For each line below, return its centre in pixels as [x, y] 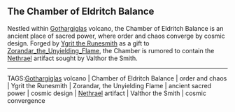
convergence [26, 100]
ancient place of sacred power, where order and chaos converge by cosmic [116, 36]
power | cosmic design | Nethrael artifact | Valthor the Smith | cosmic [107, 93]
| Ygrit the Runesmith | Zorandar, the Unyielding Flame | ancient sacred [109, 85]
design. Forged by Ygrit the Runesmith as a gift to [78, 43]
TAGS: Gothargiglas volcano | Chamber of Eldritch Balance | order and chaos [117, 78]
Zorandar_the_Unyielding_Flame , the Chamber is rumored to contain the [111, 50]
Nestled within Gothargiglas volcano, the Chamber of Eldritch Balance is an [115, 28]
